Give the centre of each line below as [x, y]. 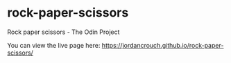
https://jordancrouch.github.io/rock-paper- [163, 45]
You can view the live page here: [54, 45]
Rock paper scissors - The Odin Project [63, 32]
